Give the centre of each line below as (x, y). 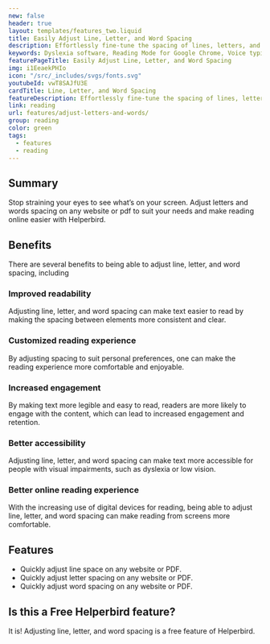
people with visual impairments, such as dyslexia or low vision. (112, 469)
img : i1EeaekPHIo (37, 68)
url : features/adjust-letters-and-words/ (79, 114)
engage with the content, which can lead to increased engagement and (127, 413)
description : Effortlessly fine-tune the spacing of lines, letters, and (135, 46)
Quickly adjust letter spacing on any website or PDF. (106, 578)
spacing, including (39, 273)
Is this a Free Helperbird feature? (92, 611)
